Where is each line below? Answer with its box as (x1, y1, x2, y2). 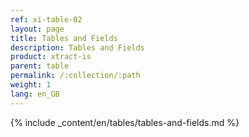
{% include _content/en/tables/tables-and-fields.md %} (10, 116, 240, 128)
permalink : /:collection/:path (10, 71, 141, 81)
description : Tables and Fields (10, 42, 145, 53)
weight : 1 (10, 80, 52, 90)
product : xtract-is (10, 52, 92, 62)
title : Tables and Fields (10, 33, 118, 43)
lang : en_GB (10, 89, 60, 99)
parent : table (10, 61, 70, 71)
